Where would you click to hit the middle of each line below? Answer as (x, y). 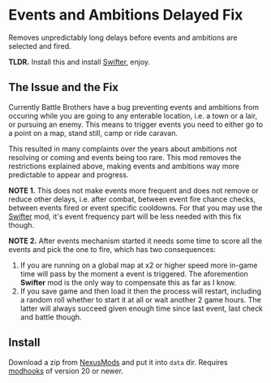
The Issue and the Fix (64, 87)
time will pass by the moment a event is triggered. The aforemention (134, 273)
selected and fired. (40, 46)
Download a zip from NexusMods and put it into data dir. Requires (118, 362)
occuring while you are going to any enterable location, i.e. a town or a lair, (133, 115)
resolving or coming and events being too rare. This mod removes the (125, 157)
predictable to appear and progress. (69, 174)
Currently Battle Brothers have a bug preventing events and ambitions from (134, 107)
